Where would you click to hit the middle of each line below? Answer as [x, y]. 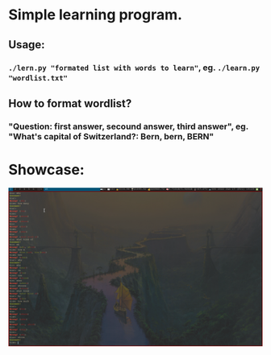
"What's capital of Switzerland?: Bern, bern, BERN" [111, 136]
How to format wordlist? [70, 103]
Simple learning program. [96, 15]
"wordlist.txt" [38, 78]
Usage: [27, 45]
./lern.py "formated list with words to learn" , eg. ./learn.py [134, 68]
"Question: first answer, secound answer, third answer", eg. [128, 126]
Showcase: [46, 170]
